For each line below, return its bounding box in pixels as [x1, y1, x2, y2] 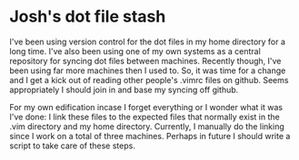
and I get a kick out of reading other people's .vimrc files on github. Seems [9, 74, 289, 85]
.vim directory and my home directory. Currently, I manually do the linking [9, 120, 284, 132]
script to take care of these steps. [9, 140, 136, 151]
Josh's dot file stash [9, 6, 166, 27]
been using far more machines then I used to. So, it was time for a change [9, 65, 286, 76]
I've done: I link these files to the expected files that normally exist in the [9, 111, 280, 122]
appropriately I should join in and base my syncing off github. [9, 84, 239, 95]
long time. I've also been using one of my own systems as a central [9, 45, 261, 56]
